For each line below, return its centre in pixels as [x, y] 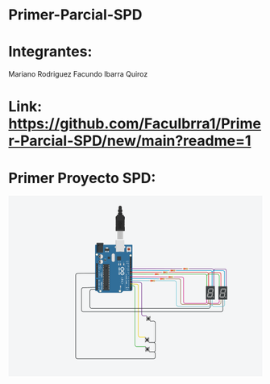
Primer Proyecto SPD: [82, 178]
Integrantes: [50, 52]
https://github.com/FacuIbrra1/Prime [135, 124]
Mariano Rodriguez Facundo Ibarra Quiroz [78, 74]
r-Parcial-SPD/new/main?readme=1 [130, 141]
